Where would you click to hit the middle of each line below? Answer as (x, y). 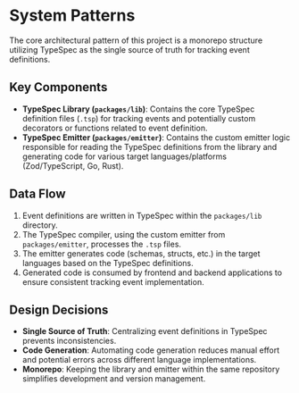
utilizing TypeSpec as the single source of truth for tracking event (129, 49)
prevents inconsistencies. (69, 341)
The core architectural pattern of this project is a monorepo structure (136, 40)
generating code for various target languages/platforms (125, 156)
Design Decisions (59, 309)
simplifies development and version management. (114, 379)
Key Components (58, 87)
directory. (40, 225)
